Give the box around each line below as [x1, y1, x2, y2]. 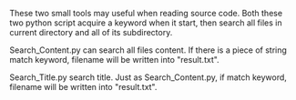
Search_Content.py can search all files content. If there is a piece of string [9, 45, 287, 55]
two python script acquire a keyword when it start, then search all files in [9, 17, 282, 28]
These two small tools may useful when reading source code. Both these [9, 8, 283, 18]
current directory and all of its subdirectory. [9, 27, 173, 37]
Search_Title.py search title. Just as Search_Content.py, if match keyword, [9, 72, 287, 83]
